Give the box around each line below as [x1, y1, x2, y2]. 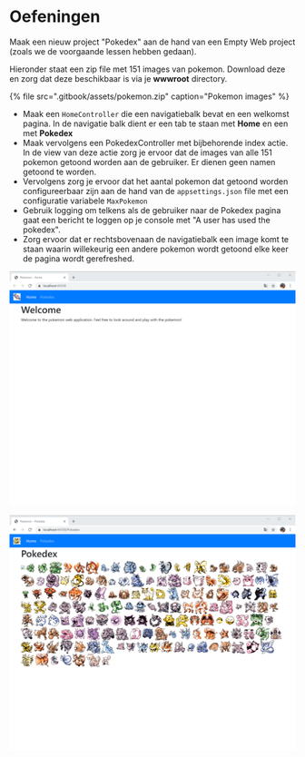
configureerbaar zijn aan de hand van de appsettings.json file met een [22, 185, 289, 196]
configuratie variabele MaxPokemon [22, 195, 148, 206]
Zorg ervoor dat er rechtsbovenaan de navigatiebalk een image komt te [22, 233, 289, 244]
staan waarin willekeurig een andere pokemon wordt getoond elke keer [22, 243, 289, 254]
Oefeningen [9, 6, 101, 27]
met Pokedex [22, 127, 74, 138]
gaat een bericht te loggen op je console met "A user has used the [22, 214, 271, 225]
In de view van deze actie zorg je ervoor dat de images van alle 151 [22, 147, 272, 158]
